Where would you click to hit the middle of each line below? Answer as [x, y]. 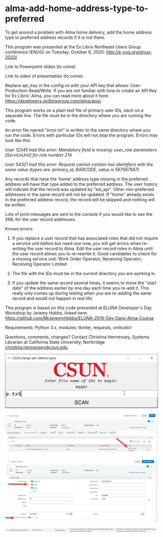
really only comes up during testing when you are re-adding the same [82, 293]
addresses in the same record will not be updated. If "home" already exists [80, 194]
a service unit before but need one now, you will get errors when [77, 243]
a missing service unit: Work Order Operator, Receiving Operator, [77, 259]
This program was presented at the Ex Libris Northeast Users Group [73, 47]
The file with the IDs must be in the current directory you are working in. [84, 273]
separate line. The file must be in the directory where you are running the [78, 115]
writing [19, 248]
